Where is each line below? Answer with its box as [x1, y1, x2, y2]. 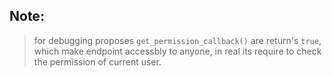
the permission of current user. [33, 55, 162, 68]
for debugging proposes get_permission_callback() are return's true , [33, 34, 322, 46]
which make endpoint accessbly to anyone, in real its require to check [33, 45, 322, 57]
